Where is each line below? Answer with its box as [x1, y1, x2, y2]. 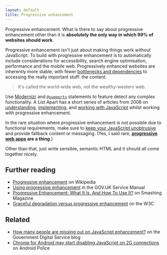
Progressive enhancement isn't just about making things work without [5, 47, 151, 53]
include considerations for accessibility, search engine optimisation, [5, 57, 147, 63]
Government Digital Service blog [12, 234, 81, 240]
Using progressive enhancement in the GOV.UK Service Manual [12, 184, 145, 190]
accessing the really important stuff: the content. [5, 74, 107, 80]
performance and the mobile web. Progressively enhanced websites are [5, 63, 155, 69]
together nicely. [5, 151, 38, 157]
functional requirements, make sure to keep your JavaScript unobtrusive [5, 125, 156, 131]
